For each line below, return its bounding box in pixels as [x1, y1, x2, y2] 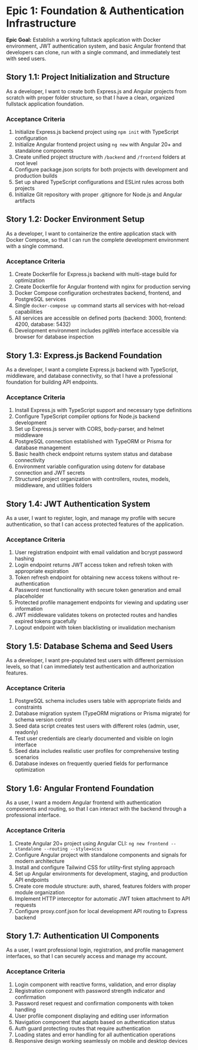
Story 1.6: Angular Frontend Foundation [6, 783, 154, 794]
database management [14, 444, 71, 452]
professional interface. [6, 812, 61, 819]
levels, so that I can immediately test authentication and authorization [6, 663, 174, 670]
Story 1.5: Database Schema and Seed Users [6, 641, 173, 651]
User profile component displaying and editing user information [14, 1012, 169, 1019]
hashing [14, 555, 34, 562]
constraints [14, 703, 42, 711]
